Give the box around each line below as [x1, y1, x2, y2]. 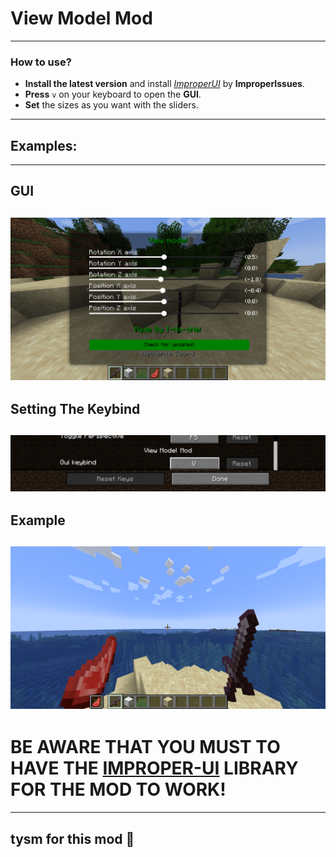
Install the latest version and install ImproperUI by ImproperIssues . [24, 78, 305, 90]
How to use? [10, 55, 72, 69]
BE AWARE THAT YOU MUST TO [10, 736, 281, 759]
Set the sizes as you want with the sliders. [24, 99, 199, 111]
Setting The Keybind [10, 401, 141, 418]
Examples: [10, 137, 78, 154]
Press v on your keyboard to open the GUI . [24, 88, 202, 101]
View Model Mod [10, 7, 153, 30]
